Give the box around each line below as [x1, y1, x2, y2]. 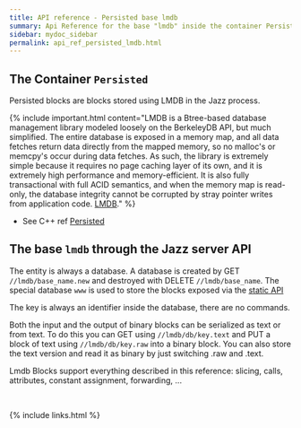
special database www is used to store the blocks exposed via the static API [9, 284, 284, 295]
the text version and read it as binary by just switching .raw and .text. [9, 347, 264, 359]
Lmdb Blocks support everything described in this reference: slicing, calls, [9, 365, 284, 376]
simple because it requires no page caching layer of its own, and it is [9, 161, 262, 171]
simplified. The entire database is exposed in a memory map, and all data [9, 132, 279, 143]
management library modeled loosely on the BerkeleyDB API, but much [9, 122, 271, 133]
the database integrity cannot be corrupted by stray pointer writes [29, 189, 273, 200]
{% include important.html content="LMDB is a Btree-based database [9, 113, 267, 124]
